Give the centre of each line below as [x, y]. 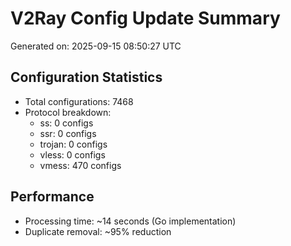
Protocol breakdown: [68, 112]
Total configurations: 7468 [79, 101]
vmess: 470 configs [80, 165]
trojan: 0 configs [73, 144]
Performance [52, 197]
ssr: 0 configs [68, 133]
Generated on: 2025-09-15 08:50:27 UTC [96, 46]
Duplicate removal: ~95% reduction [98, 231]
